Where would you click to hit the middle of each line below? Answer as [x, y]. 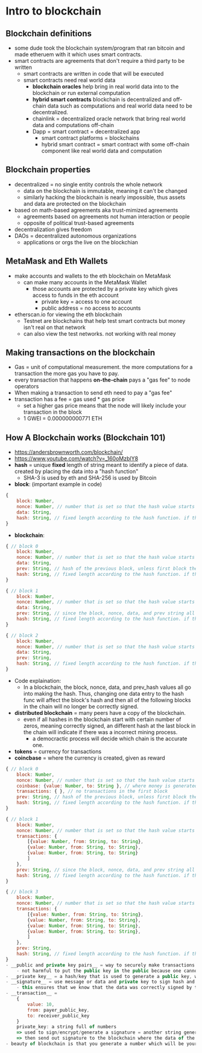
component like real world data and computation [102, 151]
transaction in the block [52, 412]
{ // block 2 [22, 635]
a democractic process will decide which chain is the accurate [110, 738]
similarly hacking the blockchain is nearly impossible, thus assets [104, 197]
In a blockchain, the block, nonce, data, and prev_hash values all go [107, 687]
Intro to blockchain [54, 11]
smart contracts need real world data [69, 80]
